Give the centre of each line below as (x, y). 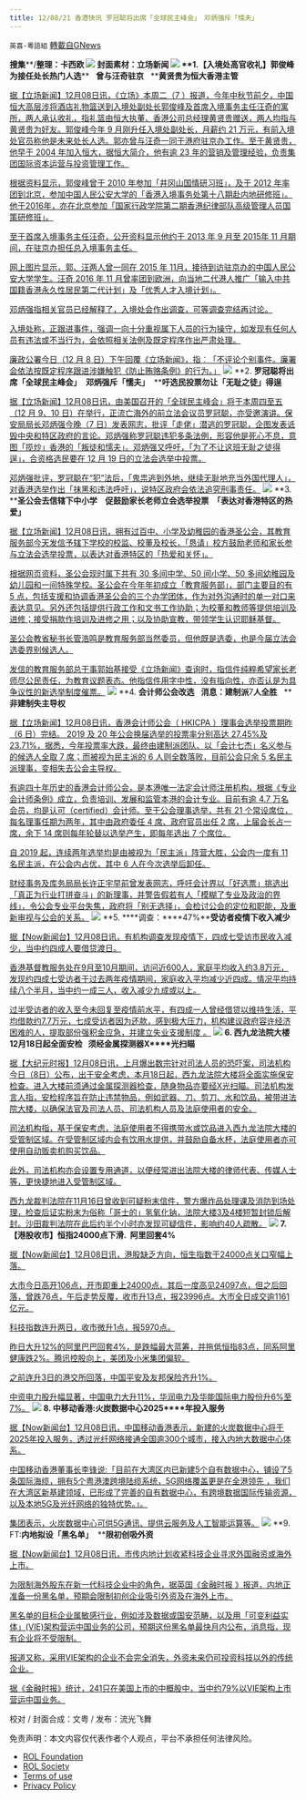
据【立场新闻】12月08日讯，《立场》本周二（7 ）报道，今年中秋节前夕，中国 (152, 95)
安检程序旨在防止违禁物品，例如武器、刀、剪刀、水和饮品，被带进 (164, 1097)
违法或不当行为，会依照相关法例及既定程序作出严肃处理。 (133, 340)
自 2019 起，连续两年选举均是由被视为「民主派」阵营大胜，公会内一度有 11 (149, 852)
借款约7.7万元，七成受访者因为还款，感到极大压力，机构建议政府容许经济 (154, 1020)
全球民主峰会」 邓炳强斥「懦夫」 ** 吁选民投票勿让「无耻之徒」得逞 (153, 382)
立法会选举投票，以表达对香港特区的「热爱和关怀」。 (115, 554)
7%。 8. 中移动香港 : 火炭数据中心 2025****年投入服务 (117, 1407)
